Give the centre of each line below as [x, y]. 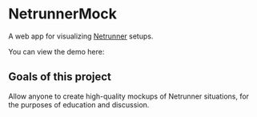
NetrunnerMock [63, 14]
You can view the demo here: [56, 51]
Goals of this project [60, 77]
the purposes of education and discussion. [79, 104]
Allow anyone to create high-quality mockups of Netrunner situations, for [129, 96]
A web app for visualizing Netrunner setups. [81, 36]
